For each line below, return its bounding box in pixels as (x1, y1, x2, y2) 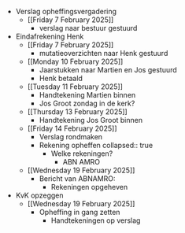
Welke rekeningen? (50, 149, 113, 158)
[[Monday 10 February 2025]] (27, 57, 124, 66)
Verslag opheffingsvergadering (15, 7, 117, 16)
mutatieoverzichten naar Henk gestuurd (39, 49, 168, 57)
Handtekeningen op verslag (50, 216, 141, 225)
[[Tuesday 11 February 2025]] (27, 82, 124, 91)
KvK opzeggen (15, 190, 64, 200)
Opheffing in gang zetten (39, 208, 120, 216)
